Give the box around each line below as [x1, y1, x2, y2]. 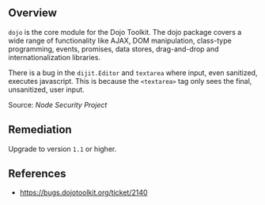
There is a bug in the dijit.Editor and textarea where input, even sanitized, [8, 67, 258, 78]
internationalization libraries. [8, 52, 101, 62]
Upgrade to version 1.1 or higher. [8, 144, 117, 154]
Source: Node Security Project [8, 100, 108, 109]
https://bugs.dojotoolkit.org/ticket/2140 [19, 188, 148, 197]
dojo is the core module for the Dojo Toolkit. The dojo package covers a [8, 27, 242, 36]
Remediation [8, 123, 73, 137]
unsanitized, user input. [8, 85, 85, 94]
